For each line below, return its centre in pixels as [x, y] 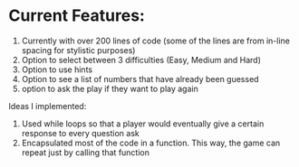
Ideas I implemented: [48, 106]
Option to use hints [57, 70]
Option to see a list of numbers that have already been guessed [140, 79]
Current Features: [77, 16]
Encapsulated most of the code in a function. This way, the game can [151, 143]
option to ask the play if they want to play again [110, 88]
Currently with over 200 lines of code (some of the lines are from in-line [156, 41]
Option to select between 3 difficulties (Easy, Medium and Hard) [141, 60]
